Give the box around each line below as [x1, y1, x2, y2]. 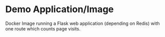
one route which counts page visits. [5, 25, 81, 31]
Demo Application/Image [5, 4, 114, 15]
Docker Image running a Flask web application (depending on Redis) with [5, 20, 160, 26]
